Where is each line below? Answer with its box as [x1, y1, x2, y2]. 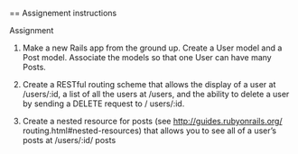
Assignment [9, 25, 54, 35]
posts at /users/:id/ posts [22, 135, 116, 145]
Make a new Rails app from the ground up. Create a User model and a [22, 42, 283, 53]
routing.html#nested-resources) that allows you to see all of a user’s [22, 125, 277, 136]
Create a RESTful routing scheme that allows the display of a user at [22, 79, 276, 89]
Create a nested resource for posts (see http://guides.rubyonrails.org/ [22, 116, 283, 126]
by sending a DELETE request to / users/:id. [22, 98, 185, 109]
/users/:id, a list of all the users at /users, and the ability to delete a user [22, 89, 290, 99]
